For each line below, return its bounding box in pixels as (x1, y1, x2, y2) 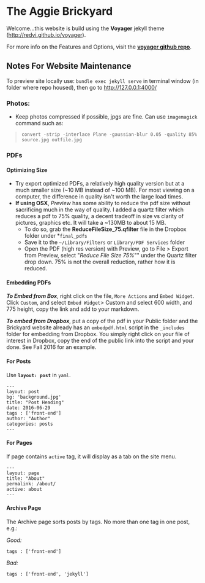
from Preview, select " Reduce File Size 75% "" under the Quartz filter (24, 252, 197, 259)
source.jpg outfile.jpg (21, 137, 83, 143)
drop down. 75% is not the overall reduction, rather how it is (24, 258, 176, 265)
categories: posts (6, 421, 53, 427)
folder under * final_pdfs (24, 232, 88, 240)
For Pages (6, 439, 32, 447)
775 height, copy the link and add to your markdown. (6, 305, 140, 313)
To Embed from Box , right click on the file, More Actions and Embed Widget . (6, 292, 195, 300)
